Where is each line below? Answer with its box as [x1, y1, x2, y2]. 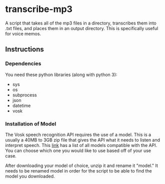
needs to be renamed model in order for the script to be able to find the [5, 167, 152, 173]
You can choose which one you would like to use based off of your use [5, 147, 151, 153]
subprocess [12, 91, 37, 98]
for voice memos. [5, 30, 41, 36]
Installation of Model [5, 120, 56, 127]
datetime [12, 102, 31, 108]
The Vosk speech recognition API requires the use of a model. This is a [5, 131, 151, 137]
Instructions [5, 45, 44, 53]
